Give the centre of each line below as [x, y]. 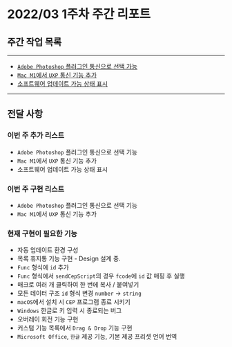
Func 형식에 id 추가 [43, 267]
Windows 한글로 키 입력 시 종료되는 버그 [69, 311]
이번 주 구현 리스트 [36, 189]
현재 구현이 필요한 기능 [42, 233]
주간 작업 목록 [35, 42]
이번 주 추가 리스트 [36, 136]
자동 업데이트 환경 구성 [48, 250]
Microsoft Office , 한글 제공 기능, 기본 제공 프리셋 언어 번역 [97, 337]
